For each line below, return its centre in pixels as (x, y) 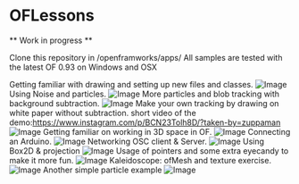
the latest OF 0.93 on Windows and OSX (83, 67)
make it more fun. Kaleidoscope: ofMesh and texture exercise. (141, 160)
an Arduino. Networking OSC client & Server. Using (137, 141)
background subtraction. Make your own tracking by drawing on (144, 103)
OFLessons (52, 16)
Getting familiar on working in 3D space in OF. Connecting (167, 131)
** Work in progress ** (51, 40)
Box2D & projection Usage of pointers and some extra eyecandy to (149, 151)
